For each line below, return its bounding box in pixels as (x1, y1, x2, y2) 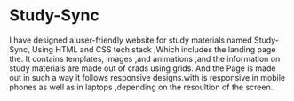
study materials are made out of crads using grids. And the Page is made (9, 63, 276, 74)
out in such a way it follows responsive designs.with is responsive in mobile (9, 72, 286, 82)
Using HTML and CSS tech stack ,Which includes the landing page (32, 43, 276, 54)
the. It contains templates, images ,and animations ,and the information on (9, 53, 281, 64)
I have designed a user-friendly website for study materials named (9, 35, 252, 45)
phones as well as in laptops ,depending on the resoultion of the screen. (9, 82, 274, 92)
